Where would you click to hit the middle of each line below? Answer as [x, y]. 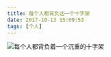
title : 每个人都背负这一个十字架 [49, 13]
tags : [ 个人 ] [25, 26]
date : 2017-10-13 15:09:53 [46, 20]
